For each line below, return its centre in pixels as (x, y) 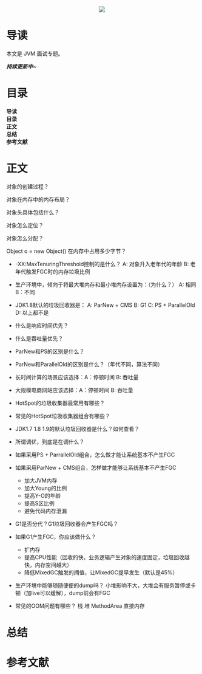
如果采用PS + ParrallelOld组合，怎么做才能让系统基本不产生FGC (95, 455)
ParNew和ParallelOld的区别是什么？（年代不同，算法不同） (89, 364)
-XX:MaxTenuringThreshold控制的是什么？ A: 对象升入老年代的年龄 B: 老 (105, 264)
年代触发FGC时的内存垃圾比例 (52, 271)
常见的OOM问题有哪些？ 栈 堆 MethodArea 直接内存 (80, 606)
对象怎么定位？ (25, 225)
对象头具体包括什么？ (33, 212)
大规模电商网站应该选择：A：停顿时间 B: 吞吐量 (74, 390)
